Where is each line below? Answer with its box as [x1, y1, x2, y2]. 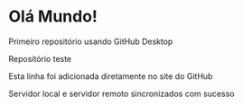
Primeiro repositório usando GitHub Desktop [8, 36, 173, 47]
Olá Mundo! [8, 6, 98, 27]
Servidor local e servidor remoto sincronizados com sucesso [8, 88, 236, 99]
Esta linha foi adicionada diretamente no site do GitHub [8, 70, 213, 82]
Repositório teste [8, 53, 72, 64]
